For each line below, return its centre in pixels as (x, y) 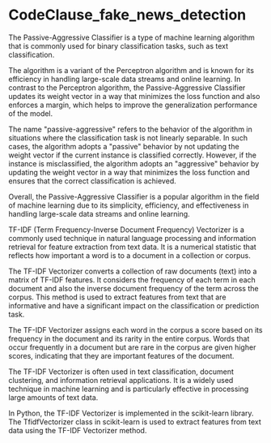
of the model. (31, 113)
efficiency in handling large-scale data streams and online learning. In (125, 79)
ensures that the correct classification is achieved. (92, 181)
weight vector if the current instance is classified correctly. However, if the (133, 155)
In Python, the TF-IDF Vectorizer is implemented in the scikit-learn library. (131, 413)
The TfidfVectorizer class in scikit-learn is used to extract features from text (135, 421)
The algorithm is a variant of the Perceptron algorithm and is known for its (131, 70)
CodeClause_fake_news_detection (127, 15)
